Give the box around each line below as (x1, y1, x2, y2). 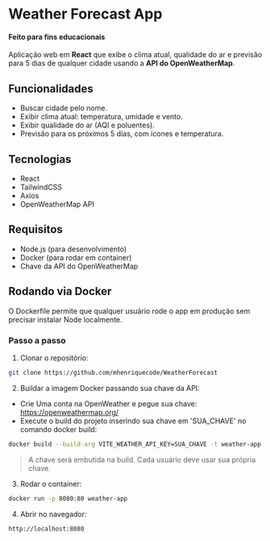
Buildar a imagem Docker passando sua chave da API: (19, 383, 200, 393)
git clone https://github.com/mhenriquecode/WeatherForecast (8, 368, 218, 377)
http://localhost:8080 (8, 525, 85, 533)
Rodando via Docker (8, 285, 112, 298)
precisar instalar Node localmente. (8, 314, 123, 324)
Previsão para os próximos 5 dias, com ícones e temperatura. (19, 129, 224, 139)
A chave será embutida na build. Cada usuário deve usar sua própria (27, 455, 256, 464)
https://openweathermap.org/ (19, 407, 119, 417)
